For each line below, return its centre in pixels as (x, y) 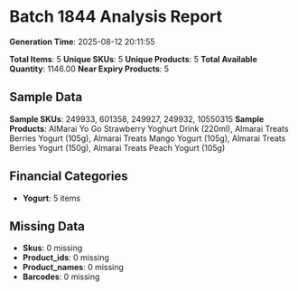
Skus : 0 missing (52, 248)
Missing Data (47, 226)
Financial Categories (69, 177)
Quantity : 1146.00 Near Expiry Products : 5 (89, 69)
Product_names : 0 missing (73, 268)
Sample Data (46, 97)
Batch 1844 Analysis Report (116, 17)
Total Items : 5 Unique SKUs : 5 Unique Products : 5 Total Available (133, 59)
